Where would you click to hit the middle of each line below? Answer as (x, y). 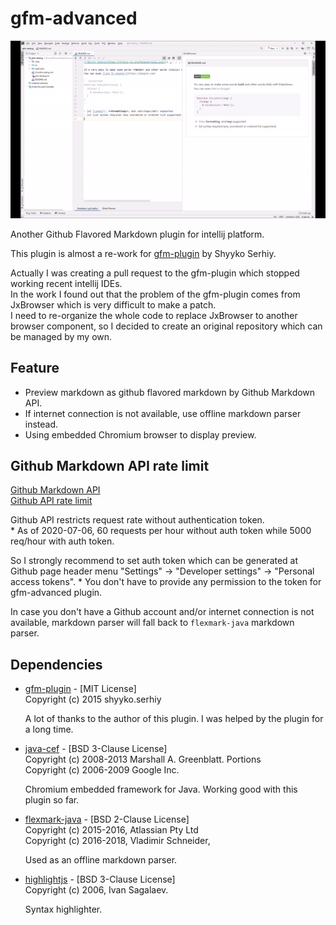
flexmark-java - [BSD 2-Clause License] (107, 819)
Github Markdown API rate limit (110, 466)
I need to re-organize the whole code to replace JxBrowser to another (154, 315)
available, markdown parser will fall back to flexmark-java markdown (152, 623)
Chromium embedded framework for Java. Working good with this (161, 789)
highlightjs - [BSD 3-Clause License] (100, 879)
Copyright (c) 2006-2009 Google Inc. (102, 770)
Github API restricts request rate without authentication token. (137, 520)
